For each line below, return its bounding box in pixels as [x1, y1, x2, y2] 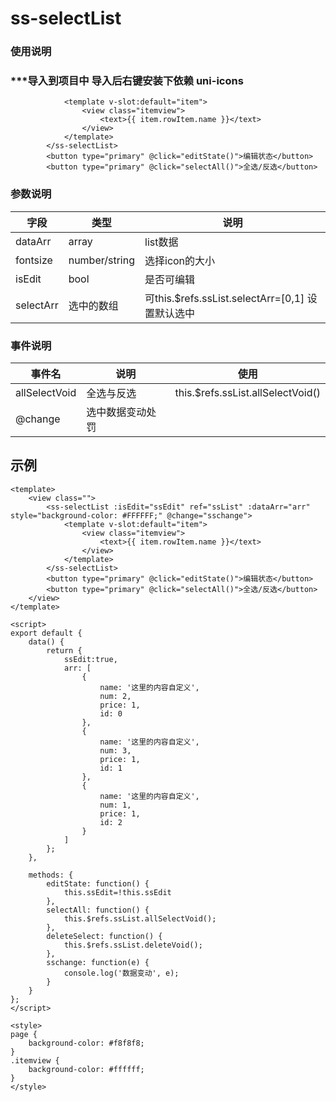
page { [10, 1029, 38, 1039]
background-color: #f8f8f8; [28, 1038, 145, 1048]
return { [46, 645, 83, 656]
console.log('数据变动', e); [63, 968, 180, 978]
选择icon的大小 [144, 253, 216, 267]
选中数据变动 [86, 405, 147, 419]
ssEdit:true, [63, 654, 118, 664]
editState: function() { [46, 878, 150, 889]
